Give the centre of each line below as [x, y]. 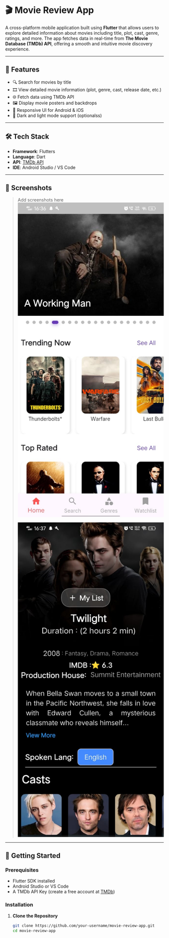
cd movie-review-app [34, 931]
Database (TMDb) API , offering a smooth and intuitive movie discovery [79, 43]
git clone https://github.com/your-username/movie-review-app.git [83, 925]
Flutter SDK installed [34, 881]
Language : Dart [29, 157]
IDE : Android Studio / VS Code [44, 167]
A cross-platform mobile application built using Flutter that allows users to [82, 27]
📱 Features [22, 70]
